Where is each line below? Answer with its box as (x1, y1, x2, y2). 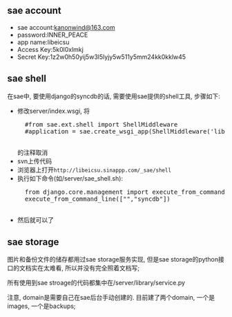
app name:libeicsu (17, 37, 70, 46)
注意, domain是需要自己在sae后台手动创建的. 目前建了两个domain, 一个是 (7, 293, 215, 302)
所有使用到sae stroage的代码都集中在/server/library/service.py (7, 279, 185, 287)
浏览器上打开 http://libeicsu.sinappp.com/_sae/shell (17, 165, 171, 174)
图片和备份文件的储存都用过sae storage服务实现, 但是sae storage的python (7, 255, 219, 264)
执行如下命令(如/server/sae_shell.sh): (17, 174, 123, 182)
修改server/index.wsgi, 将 (17, 107, 90, 115)
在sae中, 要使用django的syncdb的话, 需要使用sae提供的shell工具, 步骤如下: (7, 92, 221, 100)
